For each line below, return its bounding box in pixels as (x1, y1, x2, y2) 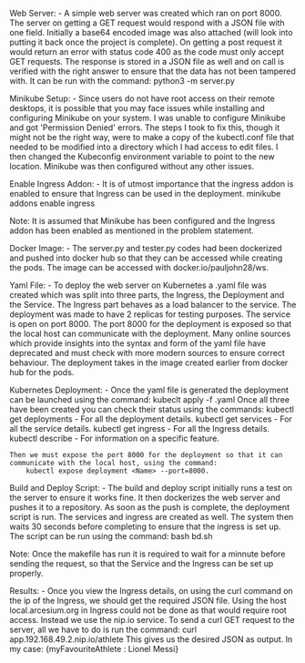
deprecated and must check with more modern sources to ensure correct (9, 348, 285, 358)
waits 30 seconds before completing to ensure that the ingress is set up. (9, 521, 281, 532)
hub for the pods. (9, 367, 75, 377)
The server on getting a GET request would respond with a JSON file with (9, 17, 285, 28)
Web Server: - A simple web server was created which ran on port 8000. (9, 8, 282, 18)
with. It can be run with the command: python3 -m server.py (9, 76, 235, 86)
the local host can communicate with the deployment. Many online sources (9, 328, 291, 339)
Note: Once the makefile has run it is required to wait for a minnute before (9, 548, 286, 559)
